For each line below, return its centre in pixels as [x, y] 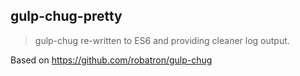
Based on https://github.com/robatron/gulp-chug [111, 60]
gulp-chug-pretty [66, 16]
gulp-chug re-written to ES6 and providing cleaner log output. [162, 40]
